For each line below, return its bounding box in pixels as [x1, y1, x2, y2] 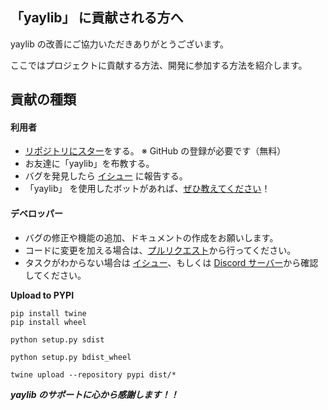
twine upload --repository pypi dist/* [10, 369, 177, 380]
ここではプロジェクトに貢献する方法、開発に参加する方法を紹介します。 [10, 59, 308, 71]
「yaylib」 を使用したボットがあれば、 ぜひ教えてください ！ [24, 183, 271, 195]
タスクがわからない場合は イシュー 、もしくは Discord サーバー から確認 [24, 256, 319, 268]
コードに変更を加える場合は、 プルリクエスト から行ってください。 [24, 244, 297, 256]
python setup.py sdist [10, 334, 105, 345]
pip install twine [10, 308, 87, 318]
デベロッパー [10, 208, 63, 219]
